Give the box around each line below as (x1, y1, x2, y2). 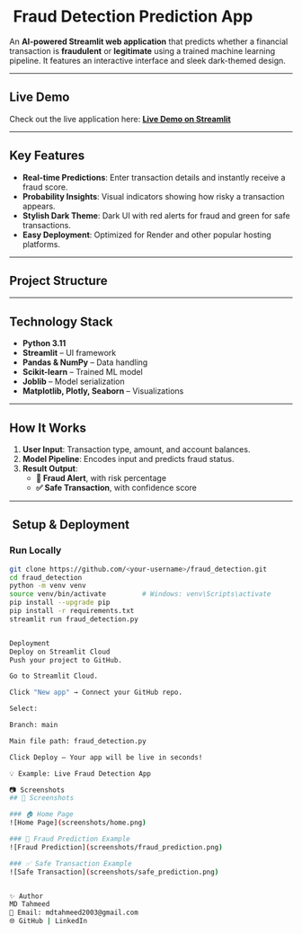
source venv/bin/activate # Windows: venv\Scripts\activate (9, 590, 271, 599)
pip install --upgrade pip (9, 598, 111, 608)
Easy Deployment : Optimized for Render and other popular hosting (22, 229, 271, 240)
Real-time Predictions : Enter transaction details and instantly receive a (22, 172, 286, 182)
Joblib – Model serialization (22, 376, 126, 387)
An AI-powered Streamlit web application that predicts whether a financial (9, 36, 289, 47)
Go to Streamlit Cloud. (9, 672, 99, 680)
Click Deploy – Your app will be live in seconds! (9, 752, 203, 761)
